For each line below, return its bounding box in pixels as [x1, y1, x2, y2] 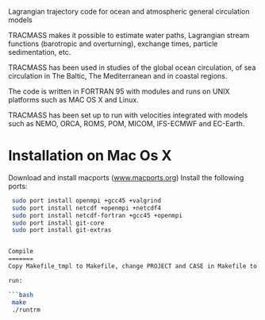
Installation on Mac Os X [8, 147, 172, 165]
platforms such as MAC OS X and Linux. [8, 95, 139, 104]
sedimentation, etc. [8, 48, 71, 56]
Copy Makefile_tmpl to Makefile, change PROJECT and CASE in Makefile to [8, 262, 258, 271]
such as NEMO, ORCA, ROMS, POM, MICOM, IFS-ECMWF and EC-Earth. [8, 119, 245, 128]
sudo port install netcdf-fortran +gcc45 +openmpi [11, 211, 182, 219]
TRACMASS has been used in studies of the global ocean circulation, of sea [8, 63, 256, 72]
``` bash [8, 291, 34, 299]
